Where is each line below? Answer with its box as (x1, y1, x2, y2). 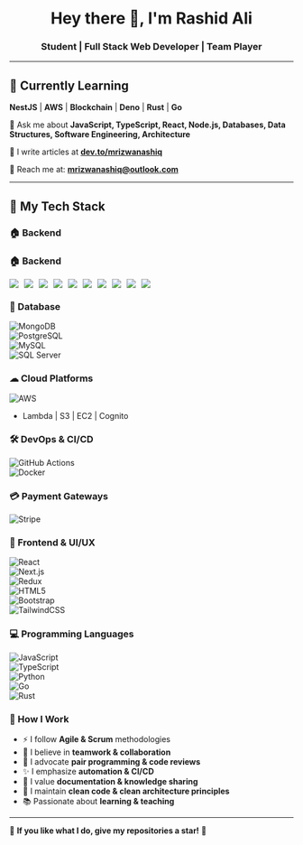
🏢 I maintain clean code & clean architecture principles (22, 785, 230, 796)
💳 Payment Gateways (9, 489, 108, 502)
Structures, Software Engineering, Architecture (9, 129, 191, 140)
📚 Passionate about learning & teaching (22, 795, 175, 806)
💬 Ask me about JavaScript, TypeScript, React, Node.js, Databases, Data (9, 119, 286, 130)
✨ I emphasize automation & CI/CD (22, 766, 155, 776)
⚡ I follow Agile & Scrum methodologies (22, 733, 171, 744)
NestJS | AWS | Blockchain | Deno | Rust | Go (9, 102, 183, 113)
